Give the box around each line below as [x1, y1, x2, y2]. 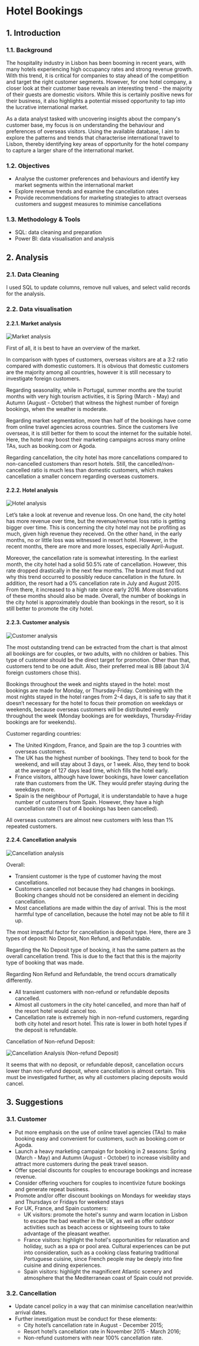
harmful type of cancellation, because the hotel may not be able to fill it [14, 910, 189, 918]
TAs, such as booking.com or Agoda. [6, 443, 97, 450]
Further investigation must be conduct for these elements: [14, 1315, 157, 1322]
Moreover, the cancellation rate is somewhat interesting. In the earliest [6, 554, 178, 562]
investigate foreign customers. [6, 375, 81, 382]
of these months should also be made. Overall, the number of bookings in [6, 593, 186, 600]
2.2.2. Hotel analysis [6, 487, 58, 494]
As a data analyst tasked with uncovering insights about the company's [6, 115, 181, 122]
